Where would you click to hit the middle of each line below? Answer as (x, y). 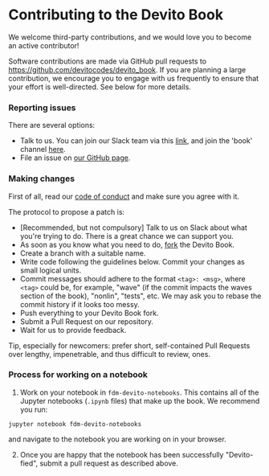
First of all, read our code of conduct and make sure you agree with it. (124, 196)
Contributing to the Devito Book (116, 15)
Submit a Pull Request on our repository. (87, 321)
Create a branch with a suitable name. (83, 253)
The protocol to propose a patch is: (67, 211)
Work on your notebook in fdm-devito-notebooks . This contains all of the (139, 392)
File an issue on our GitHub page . (75, 158)
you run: (34, 409)
